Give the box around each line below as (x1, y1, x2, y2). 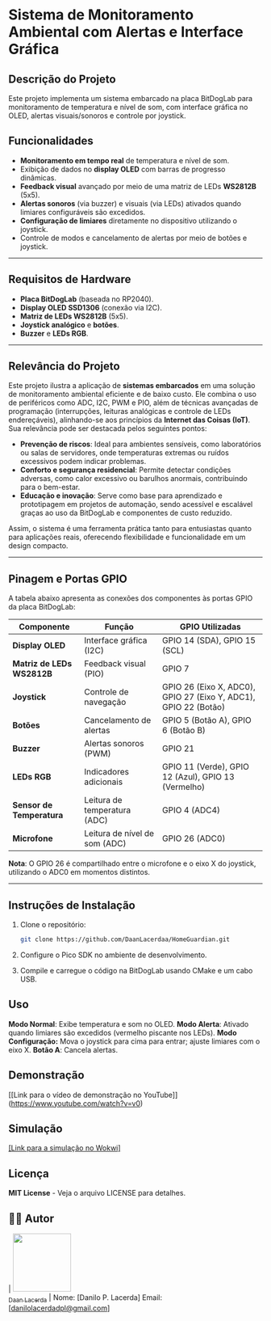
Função (104, 621, 135, 632)
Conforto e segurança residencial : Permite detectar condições (19, 465, 231, 475)
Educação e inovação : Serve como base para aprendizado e (19, 491, 223, 500)
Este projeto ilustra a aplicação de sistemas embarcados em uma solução (8, 381, 256, 390)
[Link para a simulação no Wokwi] (8, 1143, 121, 1153)
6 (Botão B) (161, 725, 206, 736)
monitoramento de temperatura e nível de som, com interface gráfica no (8, 103, 248, 112)
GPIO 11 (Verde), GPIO (161, 762, 250, 773)
